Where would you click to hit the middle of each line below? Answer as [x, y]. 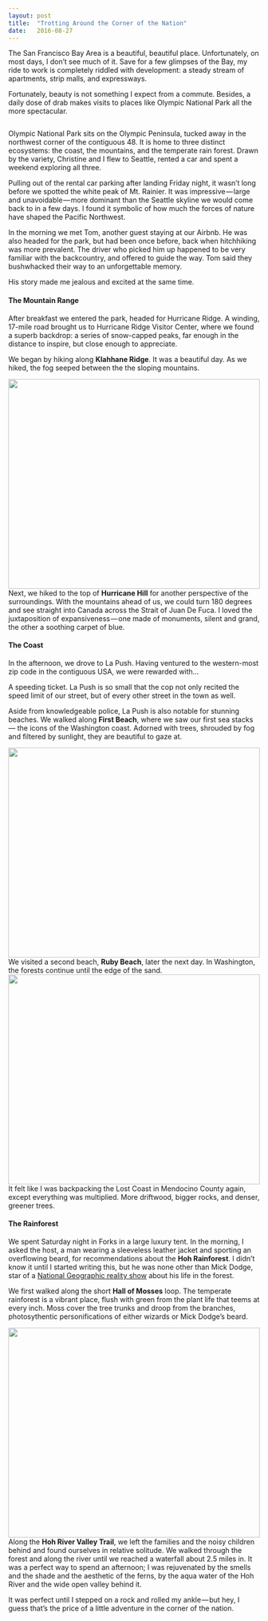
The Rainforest [33, 1224]
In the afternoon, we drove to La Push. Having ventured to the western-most [134, 663]
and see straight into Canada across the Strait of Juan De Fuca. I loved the [130, 610]
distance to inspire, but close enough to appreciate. [93, 344]
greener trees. [32, 1205]
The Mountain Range [44, 300]
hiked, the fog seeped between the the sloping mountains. [104, 368]
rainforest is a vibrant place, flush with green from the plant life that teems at [134, 1299]
